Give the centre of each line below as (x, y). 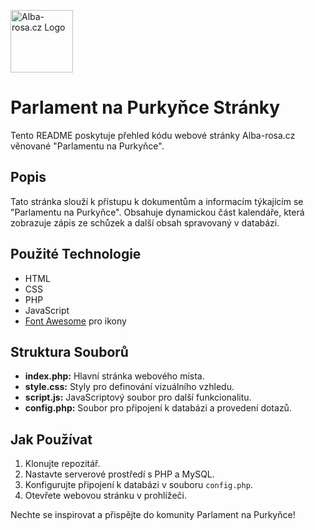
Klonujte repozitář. (62, 464)
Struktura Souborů (69, 351)
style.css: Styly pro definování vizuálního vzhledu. (129, 387)
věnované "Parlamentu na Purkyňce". (87, 146)
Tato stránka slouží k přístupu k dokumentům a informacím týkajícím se (157, 201)
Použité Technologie (76, 254)
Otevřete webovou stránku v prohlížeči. (105, 496)
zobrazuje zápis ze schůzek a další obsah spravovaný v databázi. (145, 222)
